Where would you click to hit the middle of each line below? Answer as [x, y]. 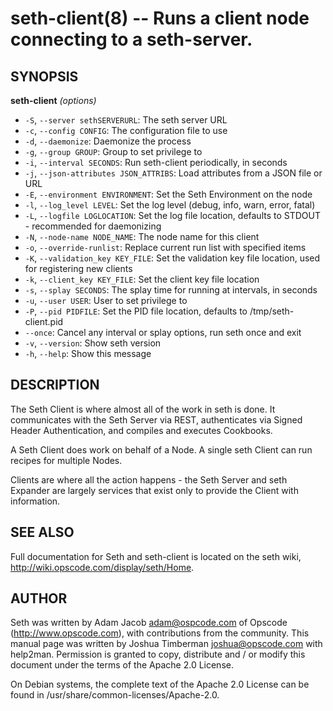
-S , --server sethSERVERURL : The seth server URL [126, 120]
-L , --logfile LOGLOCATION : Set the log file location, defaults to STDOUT [172, 215]
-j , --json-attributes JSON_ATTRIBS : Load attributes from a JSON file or [173, 173]
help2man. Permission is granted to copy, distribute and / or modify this [158, 654]
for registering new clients [78, 268]
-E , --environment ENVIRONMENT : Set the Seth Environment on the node [168, 194]
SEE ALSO [42, 532]
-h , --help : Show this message [88, 353]
